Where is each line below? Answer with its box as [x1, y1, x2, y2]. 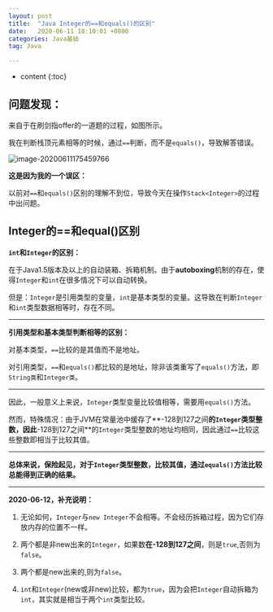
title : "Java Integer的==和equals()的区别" [8, 20, 156, 28]
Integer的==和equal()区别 [8, 225, 141, 238]
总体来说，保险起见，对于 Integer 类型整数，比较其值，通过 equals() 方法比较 [8, 459, 262, 469]
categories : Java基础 [8, 34, 80, 43]
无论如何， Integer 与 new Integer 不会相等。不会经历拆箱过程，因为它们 [19, 512, 258, 522]
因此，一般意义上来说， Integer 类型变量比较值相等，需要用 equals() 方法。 [8, 396, 256, 407]
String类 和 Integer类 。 [8, 372, 83, 382]
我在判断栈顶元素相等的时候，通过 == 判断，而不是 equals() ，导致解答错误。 [8, 138, 258, 147]
